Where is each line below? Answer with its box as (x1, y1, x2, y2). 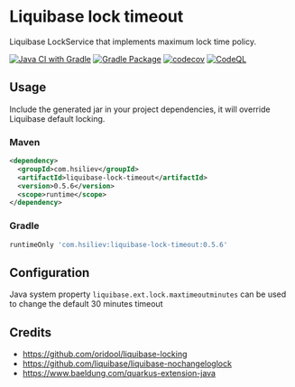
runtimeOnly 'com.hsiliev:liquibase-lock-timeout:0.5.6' (9, 240, 228, 249)
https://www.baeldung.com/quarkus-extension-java (22, 368, 217, 379)
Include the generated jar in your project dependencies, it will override (9, 104, 271, 115)
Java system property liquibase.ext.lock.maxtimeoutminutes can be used (9, 289, 287, 299)
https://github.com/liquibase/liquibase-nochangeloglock (22, 358, 233, 369)
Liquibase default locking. (9, 113, 106, 124)
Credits (9, 325, 52, 340)
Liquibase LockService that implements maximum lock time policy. (9, 36, 257, 47)
